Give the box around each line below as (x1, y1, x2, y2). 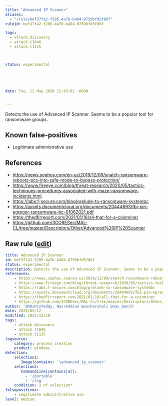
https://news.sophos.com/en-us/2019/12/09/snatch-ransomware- (12, 172, 148, 178)
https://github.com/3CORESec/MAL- (12, 219, 88, 225)
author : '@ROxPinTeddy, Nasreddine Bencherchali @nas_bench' (5, 303, 135, 309)
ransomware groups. (5, 116, 48, 122)
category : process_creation (14, 341, 72, 346)
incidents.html (12, 193, 42, 199)
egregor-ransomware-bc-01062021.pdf (12, 209, 94, 215)
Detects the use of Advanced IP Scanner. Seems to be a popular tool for (5, 111, 153, 117)
